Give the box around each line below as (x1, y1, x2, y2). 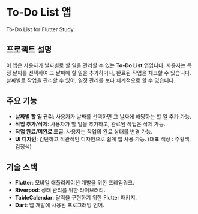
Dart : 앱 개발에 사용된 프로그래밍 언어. (14, 201, 105, 209)
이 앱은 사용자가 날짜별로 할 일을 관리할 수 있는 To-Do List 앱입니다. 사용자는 (6, 61, 186, 69)
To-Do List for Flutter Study (6, 25, 74, 33)
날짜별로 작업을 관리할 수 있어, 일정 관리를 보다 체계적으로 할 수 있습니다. (6, 76, 176, 84)
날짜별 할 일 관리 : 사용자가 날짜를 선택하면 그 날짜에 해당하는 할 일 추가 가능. (14, 113, 192, 120)
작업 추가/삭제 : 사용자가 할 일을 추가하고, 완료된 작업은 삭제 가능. (14, 120, 166, 128)
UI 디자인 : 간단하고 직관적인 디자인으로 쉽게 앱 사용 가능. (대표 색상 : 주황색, (14, 135, 191, 143)
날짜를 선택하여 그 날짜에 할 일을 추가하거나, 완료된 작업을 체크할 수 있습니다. (12, 69, 192, 76)
